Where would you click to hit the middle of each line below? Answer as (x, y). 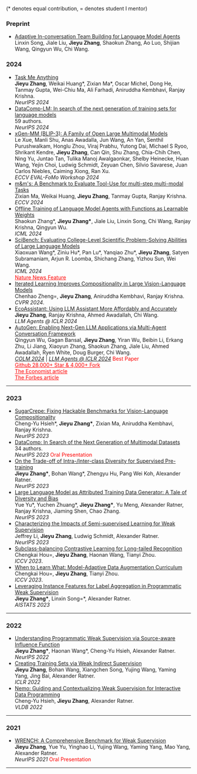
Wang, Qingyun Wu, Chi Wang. (52, 49)
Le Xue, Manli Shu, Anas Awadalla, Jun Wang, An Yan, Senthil (89, 139)
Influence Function (37, 645)
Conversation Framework (45, 333)
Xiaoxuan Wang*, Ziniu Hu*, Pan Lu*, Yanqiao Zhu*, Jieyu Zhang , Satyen (102, 252)
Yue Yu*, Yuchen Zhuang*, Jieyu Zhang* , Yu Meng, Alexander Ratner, (99, 504)
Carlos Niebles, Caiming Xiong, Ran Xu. (62, 171)
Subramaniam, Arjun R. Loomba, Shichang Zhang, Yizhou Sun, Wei (95, 258)
